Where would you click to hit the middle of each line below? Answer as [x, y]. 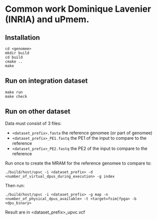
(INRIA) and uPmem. [47, 19]
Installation [22, 37]
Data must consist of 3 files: [33, 123]
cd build [14, 57]
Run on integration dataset [46, 81]
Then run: [15, 185]
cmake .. [14, 62]
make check [16, 97]
